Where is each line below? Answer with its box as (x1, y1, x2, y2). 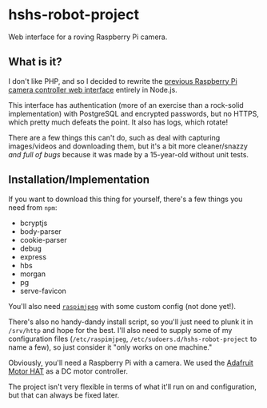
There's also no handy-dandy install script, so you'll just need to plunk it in (8, 317, 253, 327)
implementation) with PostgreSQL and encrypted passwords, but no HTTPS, (8, 109, 260, 118)
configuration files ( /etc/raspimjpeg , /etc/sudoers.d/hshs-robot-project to (8, 334, 257, 343)
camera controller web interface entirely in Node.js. (8, 85, 177, 94)
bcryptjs (19, 218, 48, 228)
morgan (19, 269, 46, 279)
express (19, 252, 46, 261)
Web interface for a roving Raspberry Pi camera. (8, 32, 168, 42)
